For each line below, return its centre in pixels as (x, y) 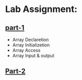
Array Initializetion (31, 45)
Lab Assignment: (41, 9)
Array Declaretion (30, 39)
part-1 (15, 28)
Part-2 (15, 71)
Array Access (26, 50)
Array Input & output (33, 55)
